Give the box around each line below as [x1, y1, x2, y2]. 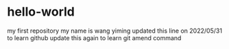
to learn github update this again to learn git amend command [7, 33, 182, 42]
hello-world [7, 4, 75, 20]
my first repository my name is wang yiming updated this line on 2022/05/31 [7, 27, 223, 35]
